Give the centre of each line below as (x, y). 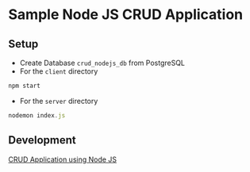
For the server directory (59, 101)
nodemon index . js (37, 115)
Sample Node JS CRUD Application (126, 15)
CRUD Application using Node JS (63, 159)
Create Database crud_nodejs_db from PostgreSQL (102, 63)
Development (42, 140)
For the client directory (59, 71)
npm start (25, 86)
